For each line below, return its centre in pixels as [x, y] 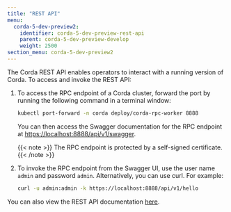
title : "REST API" [34, 14]
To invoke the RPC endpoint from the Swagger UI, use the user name [116, 168]
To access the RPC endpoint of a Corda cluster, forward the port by [114, 93]
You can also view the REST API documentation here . [83, 202]
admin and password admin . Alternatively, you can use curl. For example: [120, 175]
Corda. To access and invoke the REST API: [70, 79]
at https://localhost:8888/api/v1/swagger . [77, 133]
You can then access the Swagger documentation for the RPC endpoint [120, 127]
